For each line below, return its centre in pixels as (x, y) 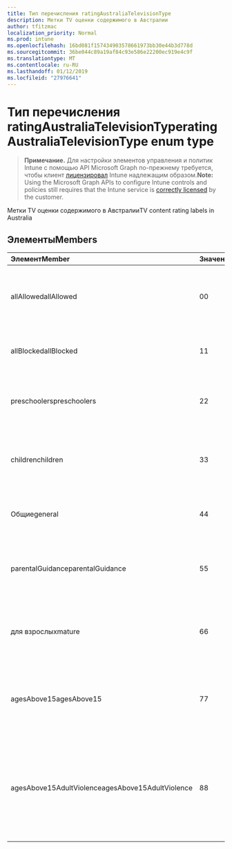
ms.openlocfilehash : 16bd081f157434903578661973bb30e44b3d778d (100, 46)
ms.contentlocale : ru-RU (43, 65)
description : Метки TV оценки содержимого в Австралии (88, 20)
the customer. (44, 197)
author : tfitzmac (32, 26)
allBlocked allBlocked (44, 351)
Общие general (35, 514)
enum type (182, 141)
